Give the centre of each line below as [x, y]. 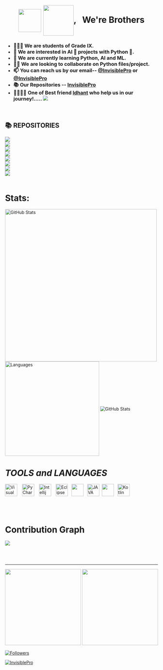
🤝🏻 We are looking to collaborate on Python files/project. [81, 64]
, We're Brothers [109, 20]
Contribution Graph [45, 530]
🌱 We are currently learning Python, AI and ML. [70, 58]
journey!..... [28, 99]
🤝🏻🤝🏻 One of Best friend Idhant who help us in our [73, 93]
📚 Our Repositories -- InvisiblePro [55, 85]
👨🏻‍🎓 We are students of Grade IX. [54, 46]
